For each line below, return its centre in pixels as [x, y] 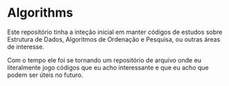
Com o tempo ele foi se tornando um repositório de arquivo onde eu [104, 60]
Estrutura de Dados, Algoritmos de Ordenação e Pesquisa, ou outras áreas [114, 39]
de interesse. [26, 46]
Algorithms [40, 13]
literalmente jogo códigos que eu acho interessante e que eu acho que [108, 67]
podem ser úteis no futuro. [45, 75]
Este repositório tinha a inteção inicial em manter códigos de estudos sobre [115, 32]
